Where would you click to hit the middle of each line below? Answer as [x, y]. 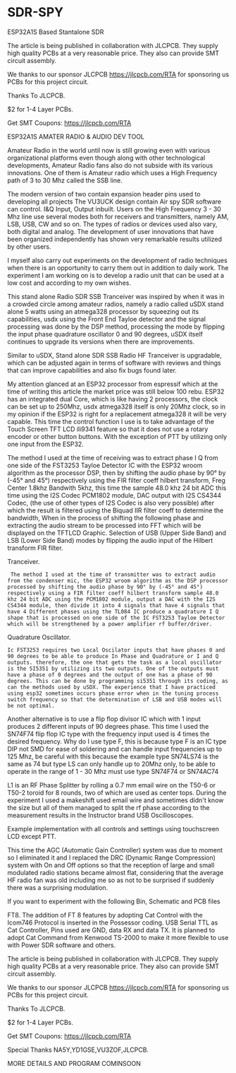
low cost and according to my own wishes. [69, 283]
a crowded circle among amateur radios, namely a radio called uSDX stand [116, 304]
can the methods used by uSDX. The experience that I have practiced [112, 687]
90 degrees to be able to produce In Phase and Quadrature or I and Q [113, 656]
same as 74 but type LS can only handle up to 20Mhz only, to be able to [112, 763]
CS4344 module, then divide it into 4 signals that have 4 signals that [116, 605]
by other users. [29, 246]
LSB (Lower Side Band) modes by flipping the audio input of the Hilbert [110, 540]
